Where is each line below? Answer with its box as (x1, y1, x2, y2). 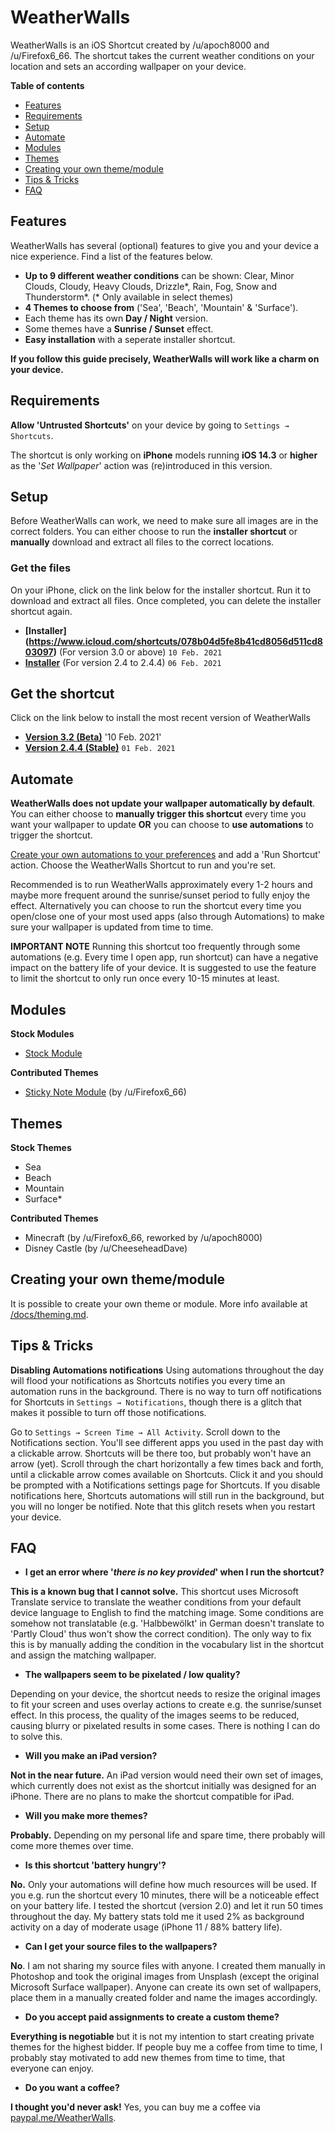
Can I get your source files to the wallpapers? (24, 1941, 218, 1953)
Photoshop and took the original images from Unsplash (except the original (10, 1971, 320, 1983)
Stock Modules (10, 1028, 75, 1040)
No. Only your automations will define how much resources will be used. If (10, 1879, 317, 1891)
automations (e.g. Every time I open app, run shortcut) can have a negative (10, 951, 319, 963)
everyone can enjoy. (10, 2062, 94, 2075)
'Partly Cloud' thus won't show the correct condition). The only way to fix (10, 1628, 312, 1640)
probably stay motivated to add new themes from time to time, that (10, 2052, 285, 2064)
